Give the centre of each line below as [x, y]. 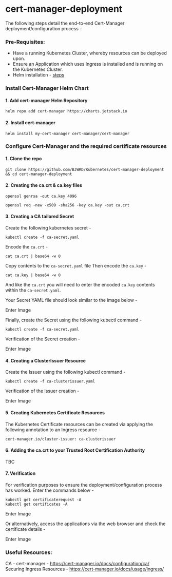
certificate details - [25, 529]
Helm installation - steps [39, 75]
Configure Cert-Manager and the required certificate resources [86, 146]
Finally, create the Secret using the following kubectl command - [74, 320]
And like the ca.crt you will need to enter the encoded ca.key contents [80, 285]
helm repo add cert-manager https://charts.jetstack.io [66, 111]
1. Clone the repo [24, 159]
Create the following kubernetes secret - [48, 228]
